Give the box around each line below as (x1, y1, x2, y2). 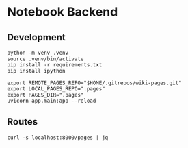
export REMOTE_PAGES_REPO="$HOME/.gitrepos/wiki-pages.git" (7, 79, 183, 86)
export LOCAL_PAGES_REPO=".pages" (7, 86, 106, 92)
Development (7, 32, 66, 43)
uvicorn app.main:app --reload (7, 97, 96, 104)
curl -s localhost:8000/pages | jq (7, 134, 109, 141)
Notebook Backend (7, 4, 118, 20)
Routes (7, 116, 38, 127)
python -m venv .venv (7, 49, 69, 56)
